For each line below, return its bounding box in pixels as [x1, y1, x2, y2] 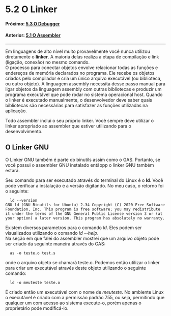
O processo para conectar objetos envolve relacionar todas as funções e [5, 65, 158, 71]
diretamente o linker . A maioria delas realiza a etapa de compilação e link [5, 53, 159, 59]
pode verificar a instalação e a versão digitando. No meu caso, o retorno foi [5, 182, 164, 188]
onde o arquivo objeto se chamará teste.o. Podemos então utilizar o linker [5, 259, 160, 265]
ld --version [10, 198, 38, 203]
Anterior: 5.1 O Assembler [5, 32, 61, 39]
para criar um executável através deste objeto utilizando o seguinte [5, 265, 147, 271]
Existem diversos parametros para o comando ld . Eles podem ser [5, 225, 142, 231]
